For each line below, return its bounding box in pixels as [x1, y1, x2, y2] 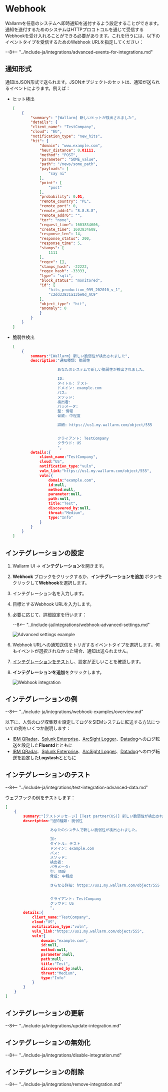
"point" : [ [39, 180, 62, 185]
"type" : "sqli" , [39, 273, 73, 278]
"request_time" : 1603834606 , [39, 222, 100, 227]
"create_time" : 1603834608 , [39, 227, 98, 232]
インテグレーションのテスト [5, 771, 91, 779]
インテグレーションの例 [5, 695, 77, 704]
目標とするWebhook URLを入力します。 [12, 601, 94, 607]
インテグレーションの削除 [5, 1067, 84, 1076]
